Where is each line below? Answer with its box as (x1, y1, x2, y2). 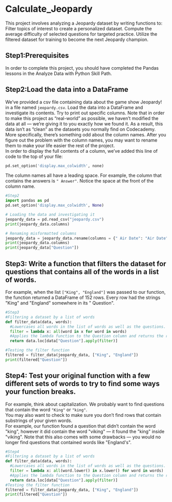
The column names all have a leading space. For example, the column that (5, 172, 162, 178)
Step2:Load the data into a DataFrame (5, 85, 128, 94)
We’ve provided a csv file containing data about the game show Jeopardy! (5, 98, 162, 105)
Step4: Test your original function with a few (5, 371, 150, 380)
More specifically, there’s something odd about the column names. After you (5, 131, 166, 137)
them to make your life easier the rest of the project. (5, 142, 115, 149)
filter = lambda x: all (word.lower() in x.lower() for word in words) (10, 468, 164, 473)
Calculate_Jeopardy (5, 3, 93, 15)
